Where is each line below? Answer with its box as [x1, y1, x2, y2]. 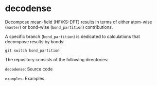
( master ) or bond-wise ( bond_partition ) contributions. [5, 24, 113, 30]
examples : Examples [5, 75, 45, 81]
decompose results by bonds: [5, 38, 65, 44]
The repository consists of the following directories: [5, 56, 108, 62]
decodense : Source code [5, 66, 53, 72]
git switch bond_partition [5, 48, 60, 53]
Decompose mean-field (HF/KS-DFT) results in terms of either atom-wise [5, 19, 152, 25]
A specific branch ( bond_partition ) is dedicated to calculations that [5, 34, 140, 39]
